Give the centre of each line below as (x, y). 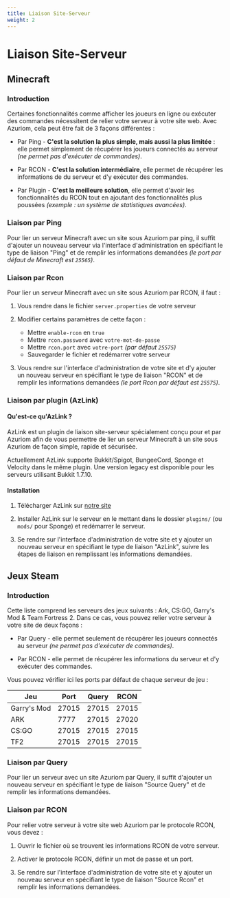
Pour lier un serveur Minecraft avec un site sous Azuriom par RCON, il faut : (114, 292)
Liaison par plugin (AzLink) (53, 400)
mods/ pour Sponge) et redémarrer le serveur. (81, 526)
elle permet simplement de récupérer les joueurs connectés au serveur (117, 149)
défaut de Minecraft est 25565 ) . (51, 259)
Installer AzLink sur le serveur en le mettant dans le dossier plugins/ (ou (119, 519)
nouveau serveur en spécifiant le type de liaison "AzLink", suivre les (113, 547)
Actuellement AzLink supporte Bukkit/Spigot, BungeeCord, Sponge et (105, 460)
